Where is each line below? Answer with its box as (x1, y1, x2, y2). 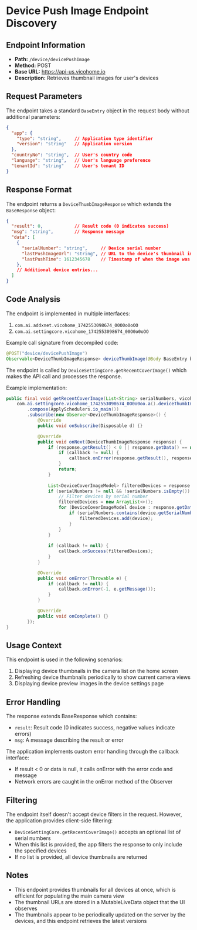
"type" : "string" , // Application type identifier (16, 135, 154, 142)
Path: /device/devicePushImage (14, 56, 90, 62)
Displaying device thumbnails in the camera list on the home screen (14, 668, 178, 675)
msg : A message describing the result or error (14, 736, 124, 744)
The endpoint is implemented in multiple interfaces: (6, 310, 130, 317)
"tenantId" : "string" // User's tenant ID (11, 163, 125, 169)
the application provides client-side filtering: (6, 817, 113, 824)
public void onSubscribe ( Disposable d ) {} (37, 422, 143, 429)
